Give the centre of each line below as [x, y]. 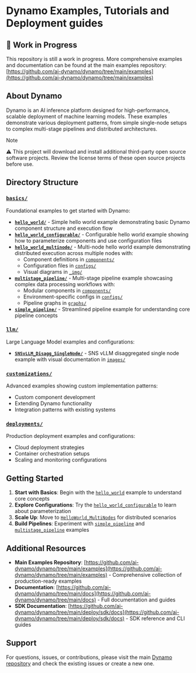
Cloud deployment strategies [49, 447]
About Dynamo [34, 96]
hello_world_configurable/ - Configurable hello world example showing [102, 234]
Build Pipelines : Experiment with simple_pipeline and [80, 524]
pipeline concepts [36, 315]
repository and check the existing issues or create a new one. [80, 663]
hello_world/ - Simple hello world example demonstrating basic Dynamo [102, 222]
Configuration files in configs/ [60, 266]
